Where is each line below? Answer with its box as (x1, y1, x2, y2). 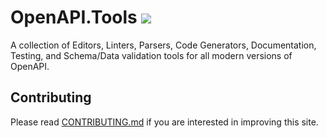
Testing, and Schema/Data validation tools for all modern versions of (10, 49, 293, 61)
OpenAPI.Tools (10, 6, 138, 29)
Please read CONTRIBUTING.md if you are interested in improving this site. (10, 116, 319, 128)
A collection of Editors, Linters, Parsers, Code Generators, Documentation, (10, 39, 317, 51)
